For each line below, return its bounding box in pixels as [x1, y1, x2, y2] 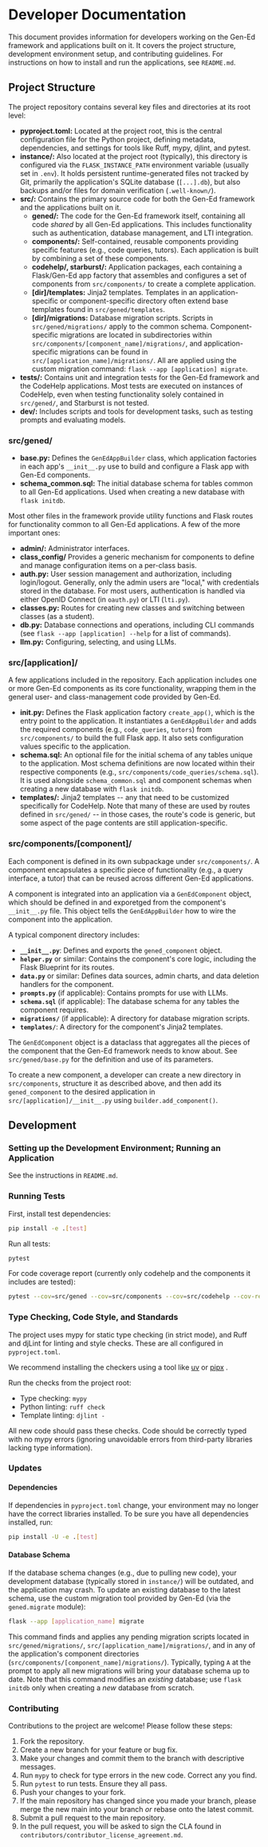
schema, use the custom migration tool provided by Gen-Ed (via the [8, 1593, 231, 1603]
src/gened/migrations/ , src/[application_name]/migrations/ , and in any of [8, 1640, 256, 1649]
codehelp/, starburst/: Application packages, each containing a [31, 262, 242, 271]
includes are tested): [8, 1277, 76, 1287]
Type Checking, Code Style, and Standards [8, 1312, 179, 1323]
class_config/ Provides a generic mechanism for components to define [19, 552, 255, 562]
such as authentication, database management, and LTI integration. [31, 228, 254, 238]
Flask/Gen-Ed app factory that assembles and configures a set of [31, 270, 247, 280]
